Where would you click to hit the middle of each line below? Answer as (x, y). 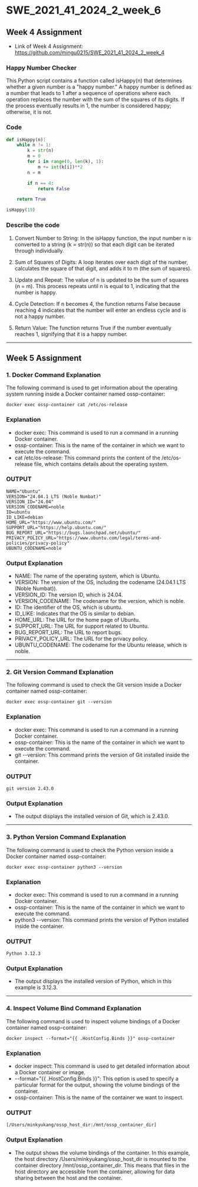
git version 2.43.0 (30, 788)
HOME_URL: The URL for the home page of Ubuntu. (77, 620)
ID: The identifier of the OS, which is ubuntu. (68, 607)
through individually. (39, 250)
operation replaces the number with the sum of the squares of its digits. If (95, 100)
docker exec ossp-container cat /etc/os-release (67, 405)
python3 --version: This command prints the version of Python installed (102, 919)
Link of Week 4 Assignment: (49, 46)
